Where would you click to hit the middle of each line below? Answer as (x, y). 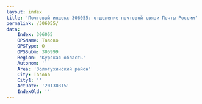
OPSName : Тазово (38, 40)
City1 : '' (30, 80)
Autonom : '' (32, 63)
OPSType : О (31, 46)
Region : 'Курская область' (52, 58)
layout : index (24, 12)
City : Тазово (34, 75)
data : (13, 29)
